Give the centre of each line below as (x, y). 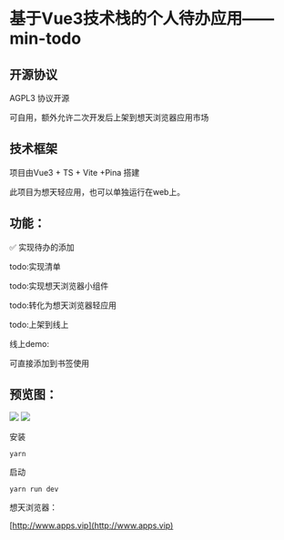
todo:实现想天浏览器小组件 (59, 285)
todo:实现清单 (35, 266)
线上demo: (30, 343)
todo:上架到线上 (39, 324)
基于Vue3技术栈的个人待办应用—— (142, 19)
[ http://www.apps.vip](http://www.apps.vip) (91, 525)
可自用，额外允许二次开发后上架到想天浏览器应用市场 (109, 117)
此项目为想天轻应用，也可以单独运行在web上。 (97, 191)
